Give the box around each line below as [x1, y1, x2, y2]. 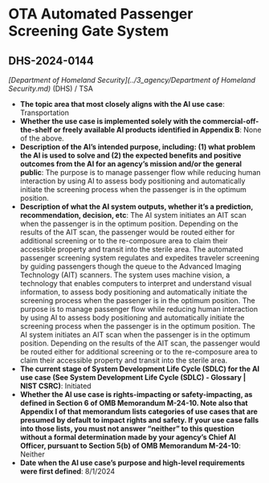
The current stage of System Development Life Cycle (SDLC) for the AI [19, 364, 260, 374]
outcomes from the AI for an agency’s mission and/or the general [19, 159, 243, 169]
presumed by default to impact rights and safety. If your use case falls [19, 415, 259, 424]
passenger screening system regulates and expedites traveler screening [19, 253, 259, 262]
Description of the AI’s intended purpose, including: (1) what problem [19, 142, 255, 151]
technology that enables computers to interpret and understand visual [19, 279, 252, 288]
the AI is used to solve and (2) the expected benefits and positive [19, 150, 242, 160]
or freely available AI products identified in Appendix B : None [53, 125, 262, 134]
